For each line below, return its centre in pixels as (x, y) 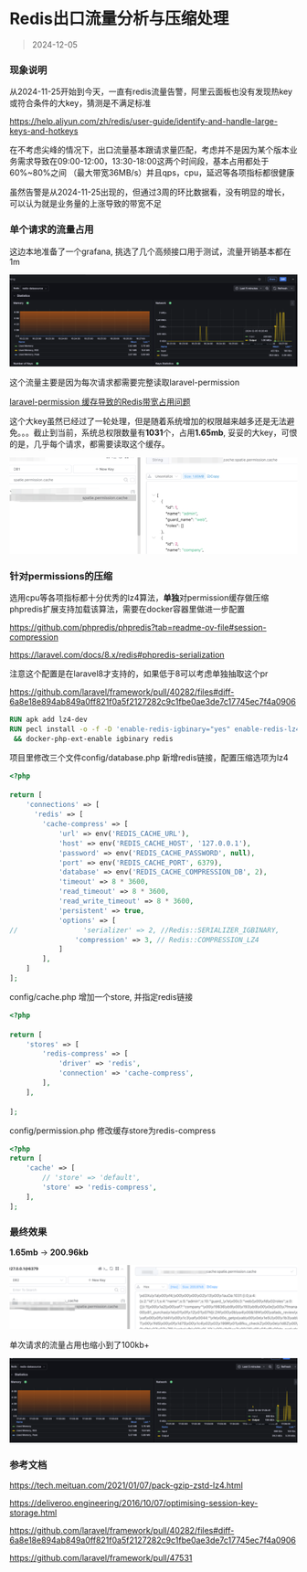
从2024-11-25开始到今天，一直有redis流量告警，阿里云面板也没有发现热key (151, 91)
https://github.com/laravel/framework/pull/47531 (101, 1558)
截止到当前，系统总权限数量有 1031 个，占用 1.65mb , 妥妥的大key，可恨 (165, 433)
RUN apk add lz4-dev (49, 720)
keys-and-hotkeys (44, 131)
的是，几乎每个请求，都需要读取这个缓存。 (90, 444)
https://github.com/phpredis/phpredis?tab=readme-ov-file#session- (138, 628)
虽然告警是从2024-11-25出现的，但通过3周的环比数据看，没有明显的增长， (150, 192)
